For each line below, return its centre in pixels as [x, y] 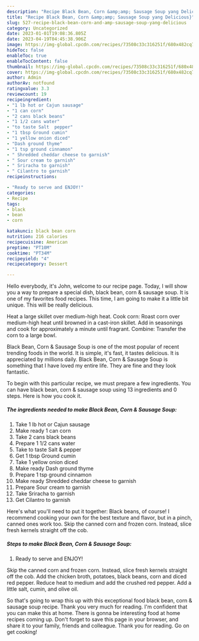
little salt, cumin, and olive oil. [43, 589]
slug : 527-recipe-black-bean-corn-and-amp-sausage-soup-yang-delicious [97, 22]
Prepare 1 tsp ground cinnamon [53, 475]
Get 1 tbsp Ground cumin [45, 456]
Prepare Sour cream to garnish [53, 487]
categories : [21, 193]
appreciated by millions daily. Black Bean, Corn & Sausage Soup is [87, 359]
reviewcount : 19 [27, 94]
